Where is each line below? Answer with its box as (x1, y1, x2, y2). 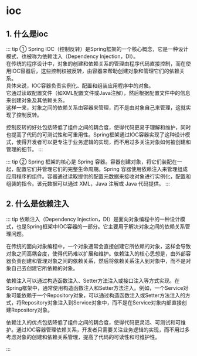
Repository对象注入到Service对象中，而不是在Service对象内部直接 (21, 299, 182, 306)
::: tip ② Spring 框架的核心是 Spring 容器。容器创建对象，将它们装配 (6, 158, 172, 165)
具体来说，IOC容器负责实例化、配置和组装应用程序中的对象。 (6, 82, 154, 89)
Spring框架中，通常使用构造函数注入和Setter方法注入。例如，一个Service (6, 284, 184, 291)
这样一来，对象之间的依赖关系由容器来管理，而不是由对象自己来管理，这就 (6, 104, 186, 111)
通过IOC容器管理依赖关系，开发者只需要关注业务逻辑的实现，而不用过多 (16, 326, 190, 333)
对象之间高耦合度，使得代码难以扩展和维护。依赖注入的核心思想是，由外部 (6, 250, 186, 257)
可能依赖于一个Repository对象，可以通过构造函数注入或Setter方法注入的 (11, 292, 186, 299)
